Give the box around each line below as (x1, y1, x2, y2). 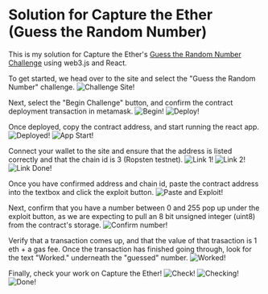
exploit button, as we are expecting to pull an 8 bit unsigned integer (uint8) (8, 211, 256, 221)
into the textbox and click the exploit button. (8, 187, 155, 197)
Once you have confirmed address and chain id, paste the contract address (8, 179, 259, 188)
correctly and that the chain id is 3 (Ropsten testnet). (8, 155, 183, 164)
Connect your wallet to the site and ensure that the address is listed (8, 146, 233, 155)
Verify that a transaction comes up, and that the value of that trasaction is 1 (8, 235, 258, 245)
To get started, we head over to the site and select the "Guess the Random (8, 73, 256, 83)
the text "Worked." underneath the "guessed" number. (8, 252, 188, 263)
